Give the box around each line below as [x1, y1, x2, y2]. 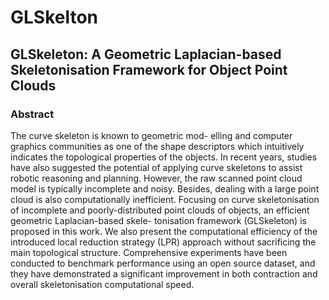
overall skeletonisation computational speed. [10, 278, 195, 290]
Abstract [10, 107, 55, 121]
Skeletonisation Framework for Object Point [10, 61, 288, 78]
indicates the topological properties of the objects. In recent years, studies [10, 151, 318, 163]
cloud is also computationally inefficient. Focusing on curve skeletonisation [10, 193, 320, 205]
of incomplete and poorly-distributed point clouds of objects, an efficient [10, 204, 310, 216]
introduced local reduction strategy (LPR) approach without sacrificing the [10, 236, 317, 248]
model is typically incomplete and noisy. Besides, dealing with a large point [10, 182, 320, 195]
